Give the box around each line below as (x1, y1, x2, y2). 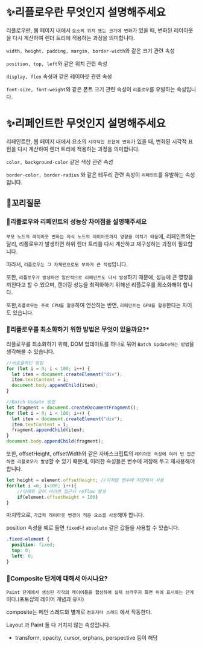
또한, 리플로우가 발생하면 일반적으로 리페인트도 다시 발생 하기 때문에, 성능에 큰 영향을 (6, 273, 194, 281)
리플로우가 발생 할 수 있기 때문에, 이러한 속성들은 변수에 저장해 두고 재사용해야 (17, 458, 195, 465)
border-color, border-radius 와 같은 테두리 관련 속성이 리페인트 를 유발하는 (6, 171, 184, 178)
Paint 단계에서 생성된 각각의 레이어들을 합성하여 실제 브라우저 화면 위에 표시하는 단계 (6, 590, 194, 596)
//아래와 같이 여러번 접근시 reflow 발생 (17, 488, 106, 495)
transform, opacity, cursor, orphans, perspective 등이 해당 (14, 634, 158, 642)
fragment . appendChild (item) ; (11, 427, 85, 433)
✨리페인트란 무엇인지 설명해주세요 (6, 117, 166, 131)
